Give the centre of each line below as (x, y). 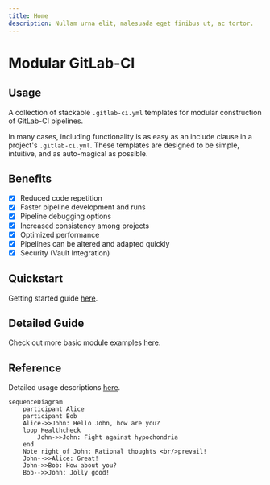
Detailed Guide (46, 323)
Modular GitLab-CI (72, 63)
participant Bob (50, 417)
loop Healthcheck (52, 431)
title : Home (28, 16)
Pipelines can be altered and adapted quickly (95, 243)
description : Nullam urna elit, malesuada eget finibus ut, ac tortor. (131, 23)
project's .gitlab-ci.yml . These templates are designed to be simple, (124, 145)
